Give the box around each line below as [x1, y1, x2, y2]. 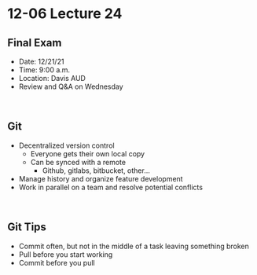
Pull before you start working [18, 249, 113, 259]
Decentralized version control [18, 141, 115, 150]
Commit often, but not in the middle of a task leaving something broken [18, 241, 249, 251]
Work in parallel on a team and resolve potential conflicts [18, 182, 204, 192]
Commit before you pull [18, 258, 95, 267]
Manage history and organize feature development [18, 174, 183, 183]
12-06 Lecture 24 [7, 5, 123, 23]
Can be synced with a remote [30, 157, 127, 167]
